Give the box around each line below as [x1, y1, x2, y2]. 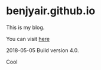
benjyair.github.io [6, 4, 96, 18]
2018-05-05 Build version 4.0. [6, 46, 79, 54]
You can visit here [6, 35, 50, 42]
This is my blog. [6, 24, 45, 31]
